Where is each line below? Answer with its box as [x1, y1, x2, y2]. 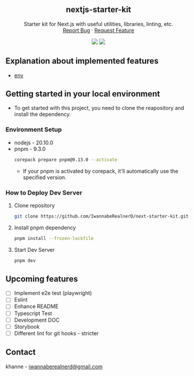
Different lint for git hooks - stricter [14, 329, 99, 336]
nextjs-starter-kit [65, 5, 131, 15]
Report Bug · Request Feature [63, 27, 134, 34]
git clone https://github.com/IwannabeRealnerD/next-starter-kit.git [14, 213, 189, 219]
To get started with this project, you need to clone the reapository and [14, 105, 185, 112]
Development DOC [14, 316, 60, 323]
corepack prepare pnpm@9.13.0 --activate [14, 157, 118, 163]
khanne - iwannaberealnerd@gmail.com [5, 363, 103, 370]
